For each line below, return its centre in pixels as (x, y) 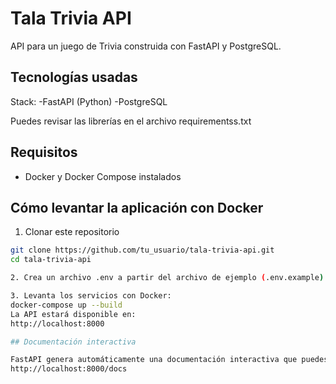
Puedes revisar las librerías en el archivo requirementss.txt (131, 121)
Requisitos (44, 152)
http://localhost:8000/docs (69, 369)
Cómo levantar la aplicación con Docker (137, 207)
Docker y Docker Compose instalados (103, 176)
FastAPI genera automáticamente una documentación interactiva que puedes (169, 360)
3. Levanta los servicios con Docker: (91, 296)
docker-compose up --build (66, 305)
